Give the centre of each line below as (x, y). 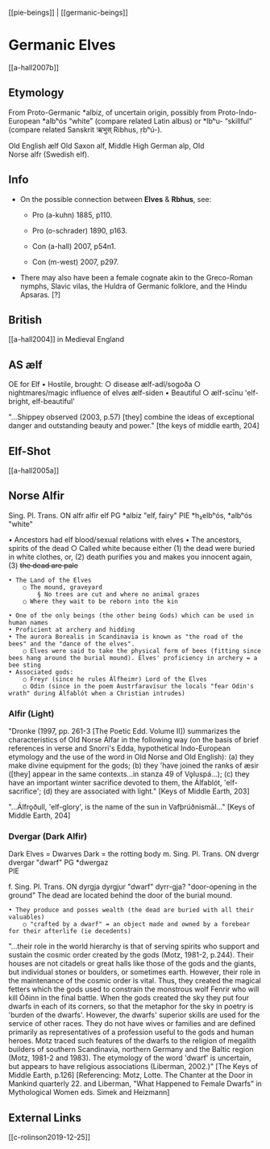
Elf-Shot (29, 451)
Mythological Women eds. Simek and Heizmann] (89, 1092)
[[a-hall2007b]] (33, 67)
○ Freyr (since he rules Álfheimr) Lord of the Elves (115, 679)
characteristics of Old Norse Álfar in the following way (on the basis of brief (134, 740)
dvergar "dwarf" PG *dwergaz (58, 863)
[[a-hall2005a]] (34, 470)
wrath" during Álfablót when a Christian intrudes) (97, 693)
